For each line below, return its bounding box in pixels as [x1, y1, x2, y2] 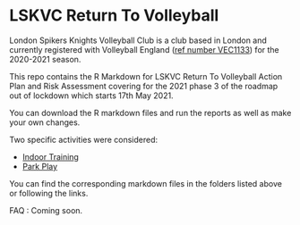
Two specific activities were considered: [9, 134, 159, 145]
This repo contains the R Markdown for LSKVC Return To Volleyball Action [9, 71, 283, 81]
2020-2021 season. [9, 54, 81, 64]
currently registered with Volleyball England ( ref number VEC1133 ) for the [9, 44, 279, 54]
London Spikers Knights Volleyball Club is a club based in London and [9, 35, 267, 46]
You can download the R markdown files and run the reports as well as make [9, 107, 292, 118]
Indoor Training [21, 151, 79, 162]
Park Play [21, 161, 58, 171]
